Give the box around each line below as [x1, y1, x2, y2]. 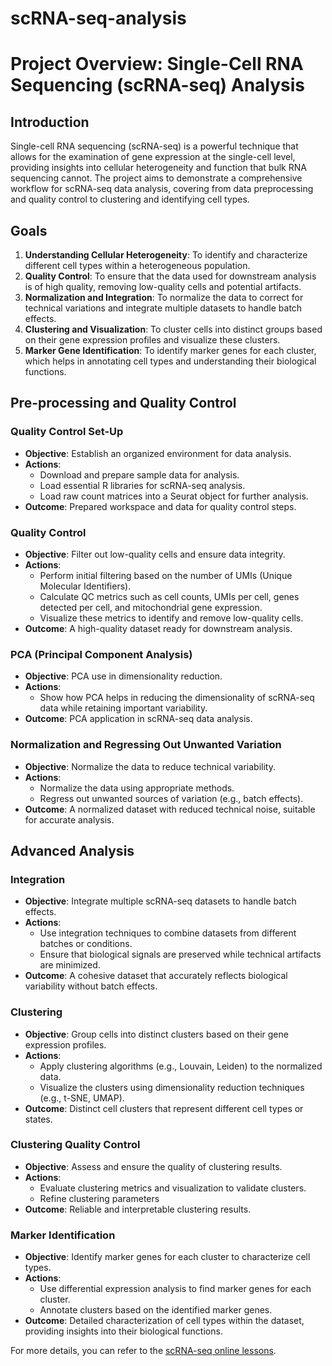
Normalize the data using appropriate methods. [39, 782, 235, 794]
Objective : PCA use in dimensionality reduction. [24, 670, 223, 682]
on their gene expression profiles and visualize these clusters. [24, 334, 281, 346]
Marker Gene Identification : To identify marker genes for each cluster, [24, 345, 317, 356]
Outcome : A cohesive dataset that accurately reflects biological [24, 970, 288, 982]
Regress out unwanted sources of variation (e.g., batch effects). [39, 792, 304, 804]
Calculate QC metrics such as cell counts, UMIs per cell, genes [39, 590, 300, 602]
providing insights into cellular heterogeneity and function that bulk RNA [10, 162, 307, 174]
